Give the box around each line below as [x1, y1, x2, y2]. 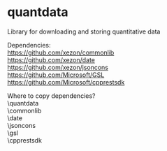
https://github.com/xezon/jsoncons [7, 63, 108, 71]
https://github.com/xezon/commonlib [7, 48, 115, 57]
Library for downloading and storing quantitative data [7, 27, 161, 36]
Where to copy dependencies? [7, 92, 96, 100]
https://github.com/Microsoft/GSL [7, 71, 105, 79]
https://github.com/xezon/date [7, 55, 96, 64]
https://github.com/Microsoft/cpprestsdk [7, 78, 125, 86]
